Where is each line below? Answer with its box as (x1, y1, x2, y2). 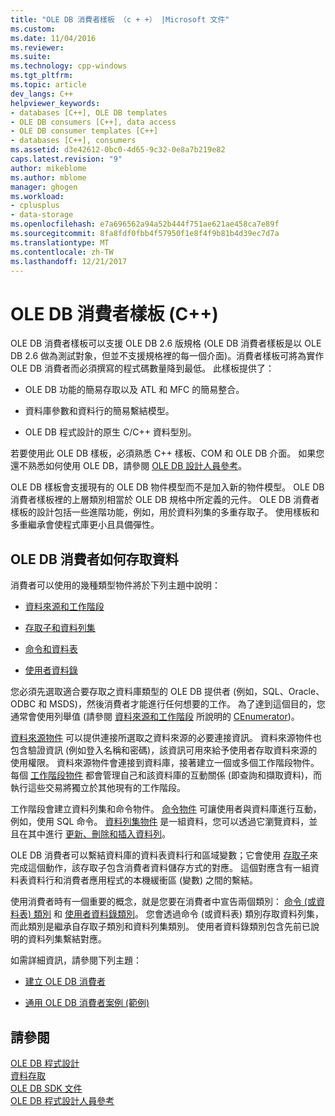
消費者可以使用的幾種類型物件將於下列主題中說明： (10, 579, 221, 591)
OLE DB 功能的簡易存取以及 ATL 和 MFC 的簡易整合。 (24, 384, 245, 396)
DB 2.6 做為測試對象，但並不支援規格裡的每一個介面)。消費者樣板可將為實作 (10, 350, 325, 362)
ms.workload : (10, 191, 65, 201)
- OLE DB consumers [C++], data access (10, 117, 177, 127)
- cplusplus (10, 201, 60, 211)
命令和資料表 (24, 643, 78, 655)
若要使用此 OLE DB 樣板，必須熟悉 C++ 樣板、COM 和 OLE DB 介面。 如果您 (10, 447, 325, 460)
